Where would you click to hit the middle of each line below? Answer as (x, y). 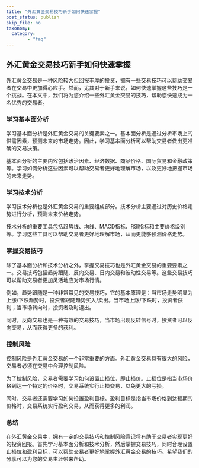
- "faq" (37, 39)
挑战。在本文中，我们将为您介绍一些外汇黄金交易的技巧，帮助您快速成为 (99, 95)
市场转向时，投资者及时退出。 (58, 307)
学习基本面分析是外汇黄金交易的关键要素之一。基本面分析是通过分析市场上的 (99, 134)
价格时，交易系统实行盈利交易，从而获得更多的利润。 (71, 406)
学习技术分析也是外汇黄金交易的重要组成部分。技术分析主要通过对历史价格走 (99, 207)
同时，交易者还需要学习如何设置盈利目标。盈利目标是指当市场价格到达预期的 (99, 398)
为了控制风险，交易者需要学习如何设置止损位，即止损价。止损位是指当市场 (97, 378)
